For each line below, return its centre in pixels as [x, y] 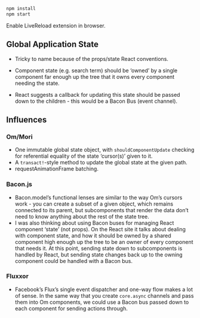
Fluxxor [17, 276]
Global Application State [52, 45]
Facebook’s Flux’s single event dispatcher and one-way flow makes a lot [104, 289]
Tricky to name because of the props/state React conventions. [92, 59]
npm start [19, 14]
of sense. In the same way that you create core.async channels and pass [104, 295]
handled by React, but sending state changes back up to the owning [99, 255]
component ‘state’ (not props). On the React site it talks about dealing [100, 229]
